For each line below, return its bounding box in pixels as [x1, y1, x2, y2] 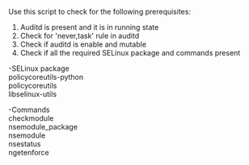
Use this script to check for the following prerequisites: [8, 7, 192, 16]
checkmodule [8, 113, 54, 123]
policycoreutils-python [8, 72, 84, 81]
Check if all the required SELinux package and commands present [19, 48, 241, 57]
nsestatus [8, 139, 41, 148]
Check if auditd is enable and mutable [19, 39, 147, 49]
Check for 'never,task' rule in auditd [19, 31, 140, 40]
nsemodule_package [8, 122, 78, 131]
